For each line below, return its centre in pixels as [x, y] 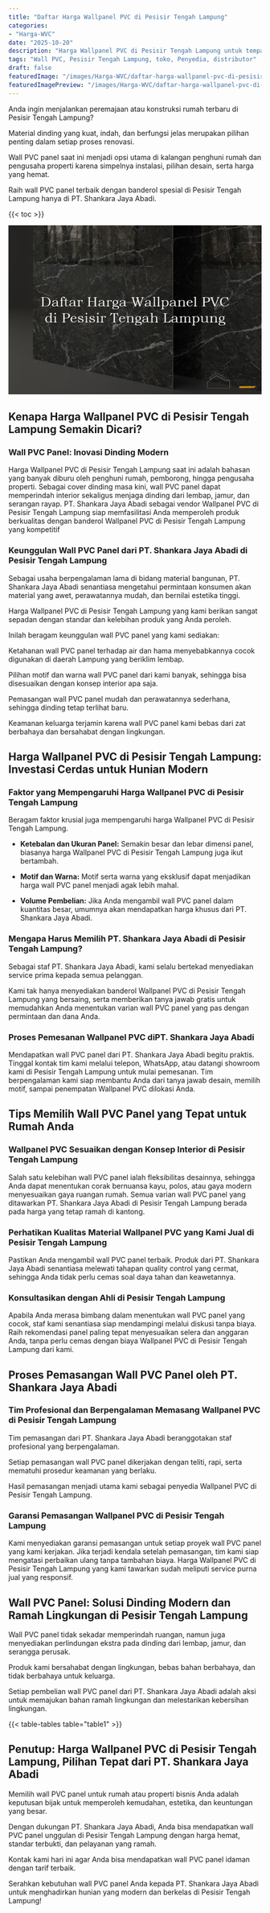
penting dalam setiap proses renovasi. [72, 142]
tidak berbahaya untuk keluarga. [61, 1676]
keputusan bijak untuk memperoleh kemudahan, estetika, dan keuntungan [131, 1802]
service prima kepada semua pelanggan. [76, 975]
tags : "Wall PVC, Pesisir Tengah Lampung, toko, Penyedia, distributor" [133, 60]
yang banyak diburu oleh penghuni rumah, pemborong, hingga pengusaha [131, 478]
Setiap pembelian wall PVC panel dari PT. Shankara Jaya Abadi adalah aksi [132, 1691]
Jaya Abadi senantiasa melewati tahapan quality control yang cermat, [123, 1268]
